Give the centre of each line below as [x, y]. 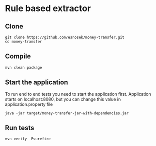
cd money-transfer [23, 42]
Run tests [20, 128]
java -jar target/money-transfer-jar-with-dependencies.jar [67, 113]
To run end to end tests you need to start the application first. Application [78, 94]
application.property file [29, 104]
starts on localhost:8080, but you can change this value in [63, 99]
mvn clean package [23, 67]
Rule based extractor [48, 8]
